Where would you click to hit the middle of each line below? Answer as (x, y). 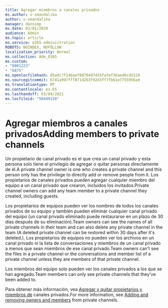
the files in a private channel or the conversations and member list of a (78, 254)
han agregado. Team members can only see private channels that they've (81, 274)
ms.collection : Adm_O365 (31, 57)
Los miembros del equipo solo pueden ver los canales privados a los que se (83, 269)
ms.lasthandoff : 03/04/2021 (35, 94)
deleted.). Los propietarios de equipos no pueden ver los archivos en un (80, 238)
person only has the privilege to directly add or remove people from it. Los (82, 175)
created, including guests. (32, 196)
